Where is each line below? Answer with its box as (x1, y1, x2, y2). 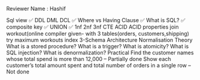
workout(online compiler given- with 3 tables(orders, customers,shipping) (6, 30, 190, 37)
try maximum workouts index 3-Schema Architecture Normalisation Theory (6, 36, 193, 44)
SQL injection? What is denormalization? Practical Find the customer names (6, 49, 194, 56)
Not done (6, 68, 30, 75)
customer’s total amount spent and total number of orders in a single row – (6, 62, 191, 69)
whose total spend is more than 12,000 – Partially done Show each (6, 56, 172, 62)
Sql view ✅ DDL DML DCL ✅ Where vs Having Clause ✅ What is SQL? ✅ (6, 17, 186, 23)
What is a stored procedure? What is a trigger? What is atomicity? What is (6, 43, 189, 50)
